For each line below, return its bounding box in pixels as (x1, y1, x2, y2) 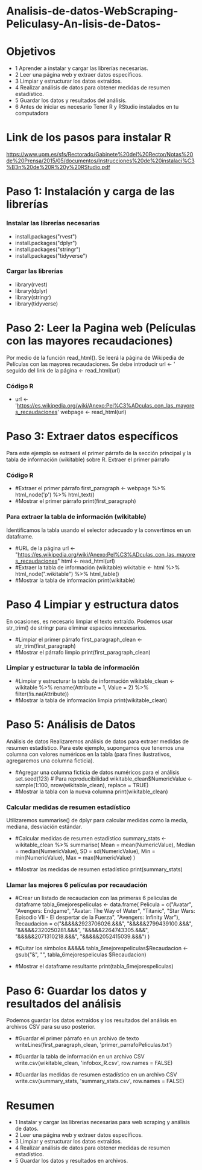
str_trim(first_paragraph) (14, 642, 77, 650)
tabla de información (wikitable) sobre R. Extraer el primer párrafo (6, 456, 170, 463)
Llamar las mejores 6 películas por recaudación (6, 881, 148, 889)
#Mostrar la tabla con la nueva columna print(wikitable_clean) (14, 788, 168, 795)
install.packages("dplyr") (14, 239, 77, 246)
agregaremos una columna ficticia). (6, 756, 95, 764)
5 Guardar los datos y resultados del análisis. (14, 97, 127, 104)
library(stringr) (14, 293, 51, 301)
